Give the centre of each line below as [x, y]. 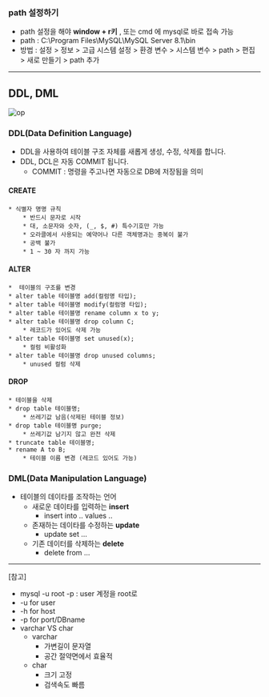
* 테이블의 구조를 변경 [42, 287]
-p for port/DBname [52, 620]
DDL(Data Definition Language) [70, 134]
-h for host [38, 611]
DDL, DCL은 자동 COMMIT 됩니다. [74, 162]
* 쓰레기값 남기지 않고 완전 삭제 [69, 435]
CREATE [22, 190]
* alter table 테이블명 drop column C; [71, 322]
